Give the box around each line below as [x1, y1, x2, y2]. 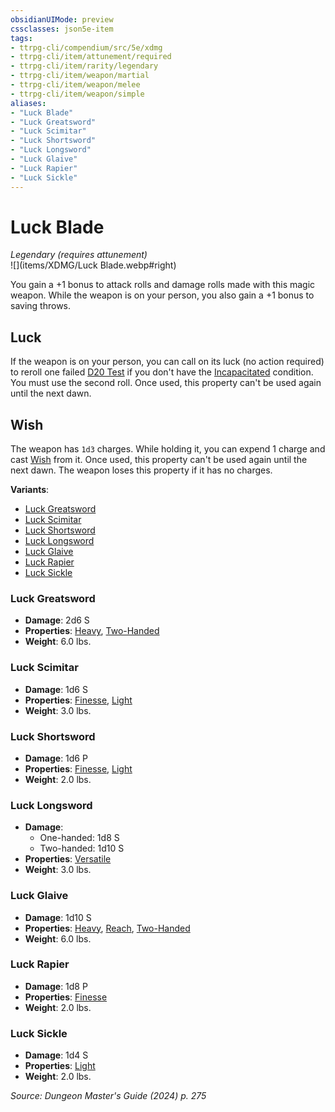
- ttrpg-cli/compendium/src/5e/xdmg [10, 42, 163, 53]
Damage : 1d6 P [24, 752, 88, 764]
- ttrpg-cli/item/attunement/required [10, 52, 172, 62]
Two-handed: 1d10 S [39, 842, 125, 855]
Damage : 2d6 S [24, 614, 90, 626]
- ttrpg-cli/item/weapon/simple [10, 89, 145, 99]
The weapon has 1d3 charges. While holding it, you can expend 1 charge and [10, 443, 326, 455]
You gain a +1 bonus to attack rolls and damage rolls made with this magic [10, 279, 316, 291]
